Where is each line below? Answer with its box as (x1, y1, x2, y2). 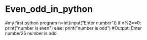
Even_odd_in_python (5, 3, 93, 15)
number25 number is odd (5, 30, 57, 36)
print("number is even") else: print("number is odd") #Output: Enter (5, 25, 142, 31)
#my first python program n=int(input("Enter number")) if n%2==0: (5, 20, 142, 26)
